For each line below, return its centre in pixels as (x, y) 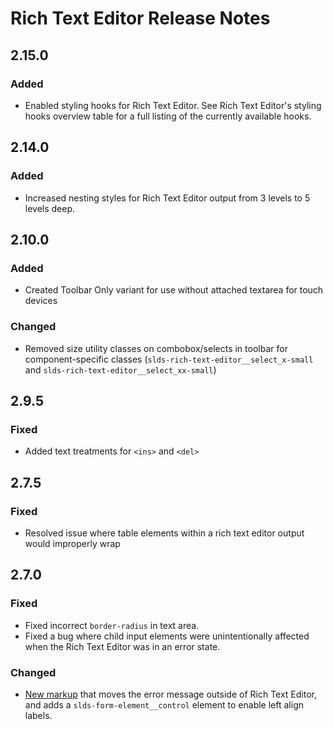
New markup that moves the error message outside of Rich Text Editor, (171, 694)
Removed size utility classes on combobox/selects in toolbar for (156, 348)
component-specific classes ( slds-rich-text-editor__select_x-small (169, 359)
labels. (38, 715)
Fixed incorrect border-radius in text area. (112, 625)
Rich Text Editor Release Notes (140, 18)
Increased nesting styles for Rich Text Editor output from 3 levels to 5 (167, 198)
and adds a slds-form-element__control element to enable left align (164, 704)
